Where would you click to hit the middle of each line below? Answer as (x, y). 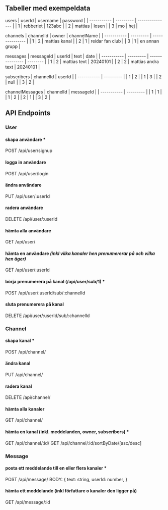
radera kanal (19, 386)
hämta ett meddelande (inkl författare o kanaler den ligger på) (71, 491)
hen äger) (16, 259)
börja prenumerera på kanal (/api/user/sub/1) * (55, 281)
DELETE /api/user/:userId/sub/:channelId (48, 316)
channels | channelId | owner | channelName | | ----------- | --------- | (78, 35)
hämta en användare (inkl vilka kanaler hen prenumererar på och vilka (80, 253)
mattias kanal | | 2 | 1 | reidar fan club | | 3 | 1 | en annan (102, 41)
